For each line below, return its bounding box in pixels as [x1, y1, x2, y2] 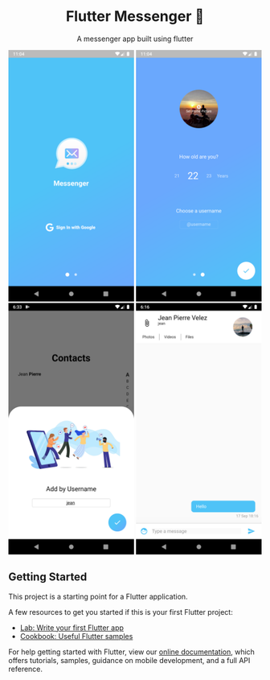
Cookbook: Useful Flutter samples [19, 631, 133, 641]
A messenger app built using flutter [76, 34, 194, 43]
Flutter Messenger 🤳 [65, 7, 205, 26]
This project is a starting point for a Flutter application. [8, 591, 188, 601]
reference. [8, 664, 43, 674]
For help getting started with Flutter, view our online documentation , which [8, 647, 256, 657]
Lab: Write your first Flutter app [19, 623, 125, 633]
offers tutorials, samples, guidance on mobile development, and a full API [8, 655, 251, 665]
